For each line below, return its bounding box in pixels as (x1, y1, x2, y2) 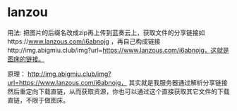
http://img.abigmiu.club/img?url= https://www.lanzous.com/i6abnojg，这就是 (7, 46, 229, 54)
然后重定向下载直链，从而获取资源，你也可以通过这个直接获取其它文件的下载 (7, 87, 230, 96)
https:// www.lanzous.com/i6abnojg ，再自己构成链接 (7, 37, 161, 46)
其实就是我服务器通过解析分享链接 (128, 78, 228, 86)
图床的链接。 (7, 54, 44, 63)
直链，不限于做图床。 (7, 96, 69, 104)
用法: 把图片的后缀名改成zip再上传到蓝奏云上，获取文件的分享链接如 (7, 28, 205, 37)
